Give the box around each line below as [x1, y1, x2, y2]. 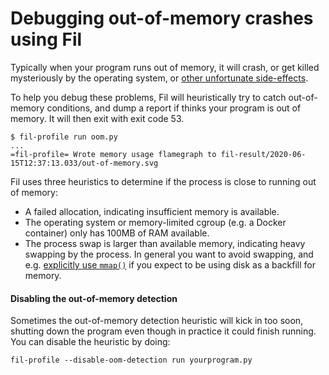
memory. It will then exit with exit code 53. [10, 112, 185, 124]
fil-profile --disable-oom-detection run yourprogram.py [10, 355, 253, 366]
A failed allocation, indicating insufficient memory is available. [24, 205, 280, 217]
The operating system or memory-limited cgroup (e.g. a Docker [24, 216, 287, 228]
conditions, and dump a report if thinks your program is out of [46, 102, 302, 114]
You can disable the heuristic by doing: [10, 336, 171, 348]
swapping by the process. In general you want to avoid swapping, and [24, 248, 314, 260]
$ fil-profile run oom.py [10, 132, 118, 142]
